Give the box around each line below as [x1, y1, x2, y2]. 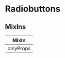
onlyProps [7, 45, 31, 52]
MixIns [5, 23, 26, 31]
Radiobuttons [5, 3, 61, 14]
